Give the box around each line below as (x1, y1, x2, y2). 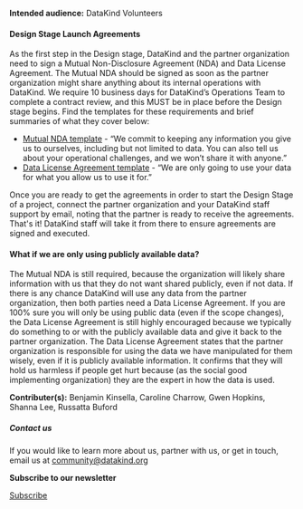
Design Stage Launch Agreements (9, 28, 141, 39)
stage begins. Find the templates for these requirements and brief (9, 106, 255, 117)
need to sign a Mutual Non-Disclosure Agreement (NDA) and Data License (9, 58, 287, 69)
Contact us (9, 423, 52, 433)
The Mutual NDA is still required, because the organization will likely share (9, 269, 286, 280)
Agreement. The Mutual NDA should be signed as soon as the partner (9, 68, 270, 79)
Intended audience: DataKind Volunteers (9, 8, 163, 18)
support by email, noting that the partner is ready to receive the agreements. (9, 208, 295, 220)
